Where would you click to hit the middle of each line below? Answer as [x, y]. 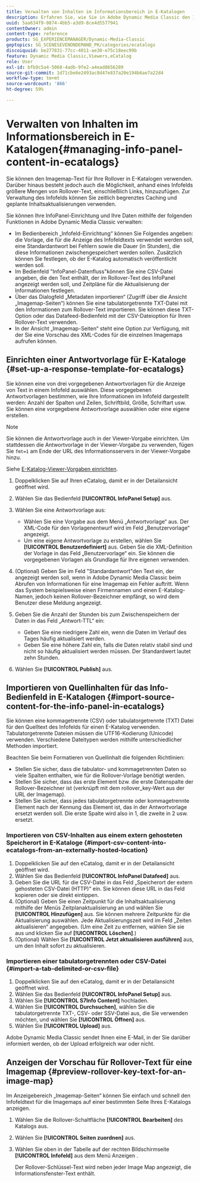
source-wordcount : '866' [37, 84]
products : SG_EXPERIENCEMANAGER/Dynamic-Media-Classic [76, 39]
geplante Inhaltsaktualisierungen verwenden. [61, 204]
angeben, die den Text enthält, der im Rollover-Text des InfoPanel [95, 277]
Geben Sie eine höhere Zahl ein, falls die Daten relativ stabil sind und [108, 645]
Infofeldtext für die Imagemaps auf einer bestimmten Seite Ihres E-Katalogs [99, 1101]
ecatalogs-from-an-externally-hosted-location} [77, 850]
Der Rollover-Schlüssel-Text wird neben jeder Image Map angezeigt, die [103, 1167]
